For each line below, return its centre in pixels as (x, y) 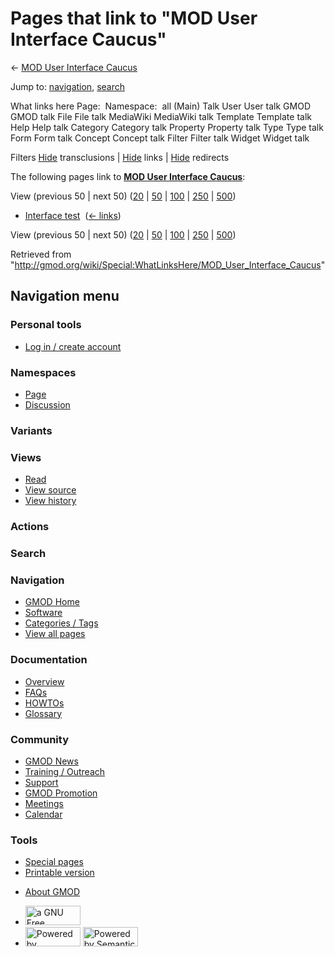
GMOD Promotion (61, 793)
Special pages (54, 862)
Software (43, 613)
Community (39, 739)
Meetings (44, 803)
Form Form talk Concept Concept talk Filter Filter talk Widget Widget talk (160, 138)
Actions (30, 527)
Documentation (49, 660)
